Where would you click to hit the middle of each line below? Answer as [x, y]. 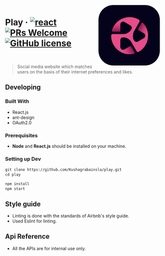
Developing [23, 88]
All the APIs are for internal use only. [49, 248]
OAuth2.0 [22, 122]
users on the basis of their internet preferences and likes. [75, 72]
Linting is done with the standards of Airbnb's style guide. [70, 216]
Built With [17, 102]
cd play [13, 175]
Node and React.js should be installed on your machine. [69, 146]
